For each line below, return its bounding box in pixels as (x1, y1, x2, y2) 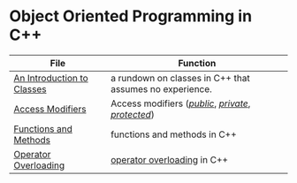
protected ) (110, 108, 155, 120)
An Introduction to (13, 72, 88, 84)
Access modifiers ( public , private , (110, 97, 251, 110)
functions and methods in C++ (110, 128, 237, 141)
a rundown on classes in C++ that (110, 72, 250, 84)
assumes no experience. (110, 82, 212, 95)
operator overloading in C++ (110, 153, 228, 165)
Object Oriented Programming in (9, 6, 253, 27)
